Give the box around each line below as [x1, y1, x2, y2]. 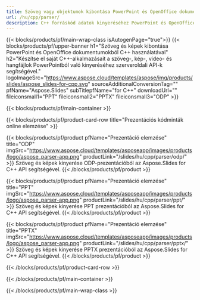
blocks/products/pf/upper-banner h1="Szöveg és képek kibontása [6, 42, 168, 50]
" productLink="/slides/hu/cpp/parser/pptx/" [79, 240, 189, 247]
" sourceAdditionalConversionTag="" [87, 81, 179, 88]
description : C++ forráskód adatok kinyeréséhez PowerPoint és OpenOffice [6, 20, 196, 26]
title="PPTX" [6, 227, 37, 234]
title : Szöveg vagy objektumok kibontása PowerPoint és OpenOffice [6, 8, 177, 15]
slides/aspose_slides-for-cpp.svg [6, 81, 88, 88]
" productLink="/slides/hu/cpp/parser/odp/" [79, 153, 187, 160]
